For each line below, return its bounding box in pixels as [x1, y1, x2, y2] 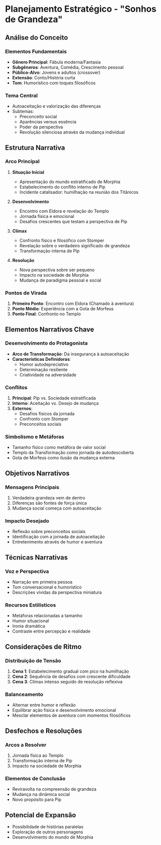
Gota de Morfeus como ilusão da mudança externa [12, 455, 115, 461]
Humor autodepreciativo [19, 361, 69, 367]
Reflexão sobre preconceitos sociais [12, 529, 86, 535]
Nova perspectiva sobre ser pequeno [19, 267, 95, 273]
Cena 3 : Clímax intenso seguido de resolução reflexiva [12, 679, 123, 685]
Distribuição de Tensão [5, 657, 61, 664]
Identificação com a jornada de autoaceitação [12, 534, 105, 540]
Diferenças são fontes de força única [12, 500, 87, 506]
